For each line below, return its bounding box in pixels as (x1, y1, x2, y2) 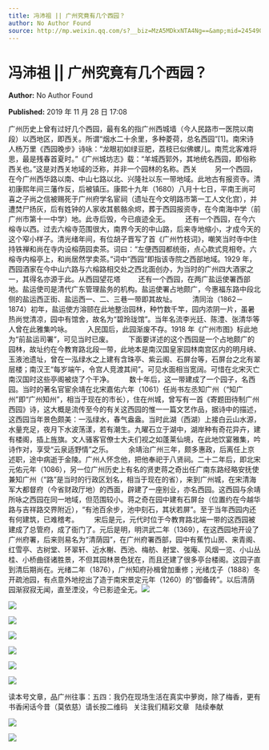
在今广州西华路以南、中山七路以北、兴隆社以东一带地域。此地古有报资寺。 (8, 174, 254, 184)
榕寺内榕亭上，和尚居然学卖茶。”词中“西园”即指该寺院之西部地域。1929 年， (8, 254, 257, 264)
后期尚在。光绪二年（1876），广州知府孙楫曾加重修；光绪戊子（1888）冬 (22, 565, 261, 575)
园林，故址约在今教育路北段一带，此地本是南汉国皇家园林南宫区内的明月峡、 (8, 345, 261, 354)
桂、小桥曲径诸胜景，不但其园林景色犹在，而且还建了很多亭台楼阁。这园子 (8, 554, 254, 565)
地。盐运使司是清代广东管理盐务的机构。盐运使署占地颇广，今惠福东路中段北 (8, 284, 261, 294)
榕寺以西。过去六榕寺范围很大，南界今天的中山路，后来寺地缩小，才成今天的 (8, 224, 261, 234)
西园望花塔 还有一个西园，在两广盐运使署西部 (85, 274, 251, 284)
